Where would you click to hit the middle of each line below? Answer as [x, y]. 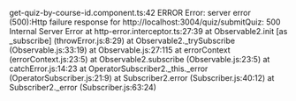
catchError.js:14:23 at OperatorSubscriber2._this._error [109, 69]
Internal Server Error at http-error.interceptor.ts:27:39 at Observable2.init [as [148, 31]
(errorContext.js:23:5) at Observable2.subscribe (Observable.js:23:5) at [140, 59]
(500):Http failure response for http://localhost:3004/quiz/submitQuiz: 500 [145, 22]
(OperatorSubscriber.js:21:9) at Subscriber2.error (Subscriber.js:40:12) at [142, 78]
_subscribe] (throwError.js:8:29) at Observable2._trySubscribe [122, 40]
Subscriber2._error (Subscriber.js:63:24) [83, 87]
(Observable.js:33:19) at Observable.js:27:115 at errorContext [120, 50]
